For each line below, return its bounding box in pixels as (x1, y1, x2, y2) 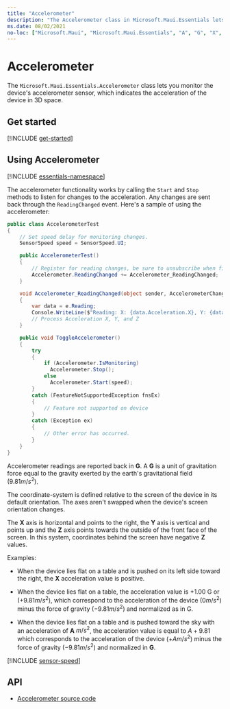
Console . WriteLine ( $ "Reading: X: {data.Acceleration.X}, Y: (31, 310, 207, 316)
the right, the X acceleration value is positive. (16, 574, 145, 583)
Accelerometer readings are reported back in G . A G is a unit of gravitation (7, 461, 217, 470)
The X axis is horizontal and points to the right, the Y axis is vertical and (7, 519, 210, 527)
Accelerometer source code (16, 695, 97, 703)
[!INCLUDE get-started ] (7, 135, 73, 142)
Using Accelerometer (7, 154, 100, 165)
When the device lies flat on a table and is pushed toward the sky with (16, 618, 215, 626)
